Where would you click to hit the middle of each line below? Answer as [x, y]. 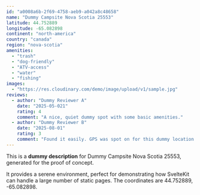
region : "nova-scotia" [34, 45]
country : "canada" [29, 39]
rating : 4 [29, 112]
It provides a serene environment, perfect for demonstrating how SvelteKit [98, 174]
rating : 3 [29, 134]
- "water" [24, 73]
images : [16, 84]
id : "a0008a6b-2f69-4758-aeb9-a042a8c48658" [63, 12]
